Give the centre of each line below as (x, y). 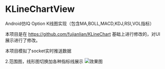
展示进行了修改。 (23, 40)
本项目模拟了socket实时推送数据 (38, 51)
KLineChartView (40, 9)
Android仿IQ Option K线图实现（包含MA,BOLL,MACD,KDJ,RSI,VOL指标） (80, 23)
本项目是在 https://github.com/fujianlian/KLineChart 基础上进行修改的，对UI (83, 34)
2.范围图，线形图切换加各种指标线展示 (44, 61)
